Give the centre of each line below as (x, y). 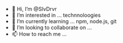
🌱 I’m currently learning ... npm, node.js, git (64, 21)
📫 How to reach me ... (39, 34)
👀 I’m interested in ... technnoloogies (56, 15)
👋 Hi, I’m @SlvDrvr (34, 9)
